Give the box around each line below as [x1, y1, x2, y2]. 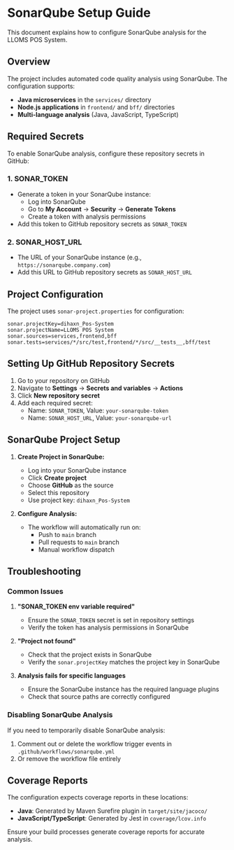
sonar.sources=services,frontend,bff [7, 333, 117, 340]
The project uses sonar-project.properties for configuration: [7, 307, 184, 315]
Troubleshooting [7, 565, 82, 577]
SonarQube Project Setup [7, 434, 121, 446]
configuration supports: [7, 82, 75, 90]
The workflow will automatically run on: [27, 523, 141, 531]
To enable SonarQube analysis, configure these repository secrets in [7, 149, 205, 158]
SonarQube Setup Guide [7, 5, 152, 21]
